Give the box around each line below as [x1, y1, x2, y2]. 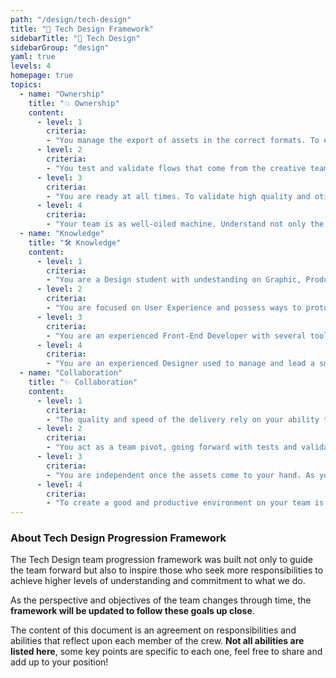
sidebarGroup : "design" [10, 42, 110, 53]
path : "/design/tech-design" [10, 14, 132, 25]
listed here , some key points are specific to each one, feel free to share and [10, 646, 323, 658]
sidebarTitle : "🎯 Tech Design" [10, 33, 141, 43]
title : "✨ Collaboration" [28, 377, 138, 387]
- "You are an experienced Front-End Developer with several [46, 331, 307, 341]
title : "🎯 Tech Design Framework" [10, 24, 155, 34]
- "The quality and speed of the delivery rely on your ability [46, 414, 320, 425]
